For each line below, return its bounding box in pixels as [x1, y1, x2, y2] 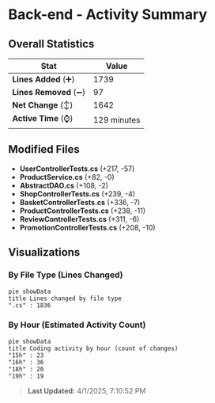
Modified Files [8, 143, 81, 156]
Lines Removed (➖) [12, 87, 85, 97]
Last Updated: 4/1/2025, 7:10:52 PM [27, 386, 146, 395]
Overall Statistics [8, 37, 95, 51]
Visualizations [8, 245, 81, 259]
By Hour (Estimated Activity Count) [8, 319, 146, 330]
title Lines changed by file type [8, 295, 123, 302]
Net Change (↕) [12, 100, 74, 110]
